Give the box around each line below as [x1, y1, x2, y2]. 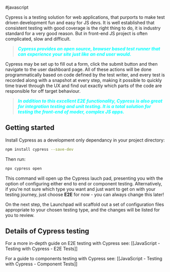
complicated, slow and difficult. [5, 36, 71, 42]
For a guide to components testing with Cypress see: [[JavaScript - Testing [5, 256, 162, 262]
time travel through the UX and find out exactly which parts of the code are [5, 83, 162, 89]
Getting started [5, 123, 55, 132]
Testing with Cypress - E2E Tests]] [5, 246, 78, 252]
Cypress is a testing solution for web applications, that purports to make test [5, 14, 165, 20]
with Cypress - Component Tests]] [5, 261, 78, 267]
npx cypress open [5, 166, 42, 171]
